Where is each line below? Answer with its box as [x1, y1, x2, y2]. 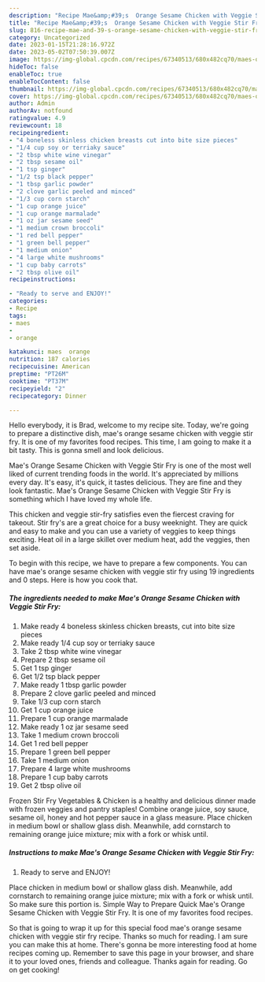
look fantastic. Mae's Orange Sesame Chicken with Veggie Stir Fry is [9, 486, 231, 495]
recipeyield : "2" [9, 384, 66, 393]
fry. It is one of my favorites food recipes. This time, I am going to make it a [9, 437, 252, 446]
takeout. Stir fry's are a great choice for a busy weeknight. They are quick [9, 518, 248, 528]
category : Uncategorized [9, 33, 90, 42]
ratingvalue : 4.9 [9, 114, 66, 122]
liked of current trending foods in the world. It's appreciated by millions [9, 469, 239, 479]
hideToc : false [9, 63, 59, 71]
